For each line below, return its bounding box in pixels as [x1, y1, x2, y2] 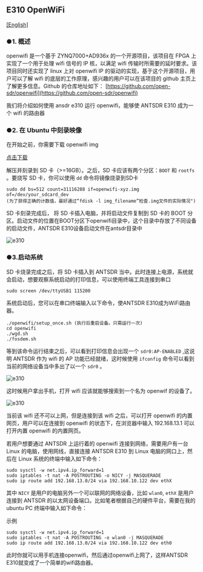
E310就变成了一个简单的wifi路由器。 [6, 559, 97, 566]
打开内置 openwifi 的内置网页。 [6, 427, 84, 434]
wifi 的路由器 [13, 109, 45, 117]
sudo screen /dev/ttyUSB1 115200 [6, 288, 91, 294]
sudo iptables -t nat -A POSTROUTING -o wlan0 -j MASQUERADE [6, 534, 164, 540]
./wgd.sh [6, 331, 28, 337]
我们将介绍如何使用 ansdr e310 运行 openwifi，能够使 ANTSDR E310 [6, 102, 177, 109]
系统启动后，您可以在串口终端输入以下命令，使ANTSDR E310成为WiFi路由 [6, 299, 191, 306]
